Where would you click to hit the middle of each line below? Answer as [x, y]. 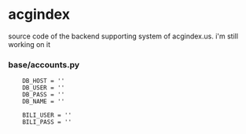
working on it [29, 44]
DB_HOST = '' [44, 81]
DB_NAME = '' [44, 102]
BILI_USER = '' [47, 115]
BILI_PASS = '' [47, 122]
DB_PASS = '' [44, 95]
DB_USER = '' [44, 88]
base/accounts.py [44, 64]
